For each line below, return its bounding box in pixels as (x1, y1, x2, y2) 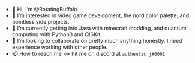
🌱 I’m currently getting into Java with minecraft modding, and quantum (11, 24, 187, 31)
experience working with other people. (11, 43, 108, 51)
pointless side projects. (11, 18, 70, 25)
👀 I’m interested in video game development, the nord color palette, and (11, 12, 190, 19)
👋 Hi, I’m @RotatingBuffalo (11, 6, 77, 12)
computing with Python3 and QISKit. (11, 31, 102, 38)
